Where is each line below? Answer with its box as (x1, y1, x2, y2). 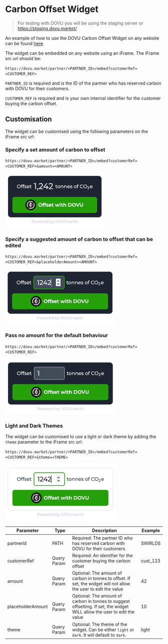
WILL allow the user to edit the (72, 609, 135, 615)
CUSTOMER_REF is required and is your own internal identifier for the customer (5, 95, 161, 101)
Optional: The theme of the (72, 621, 127, 627)
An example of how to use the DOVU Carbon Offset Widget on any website (5, 35, 159, 41)
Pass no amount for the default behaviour (5, 332, 108, 339)
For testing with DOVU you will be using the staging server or (17, 20, 143, 26)
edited (5, 242, 21, 249)
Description (91, 527, 117, 534)
